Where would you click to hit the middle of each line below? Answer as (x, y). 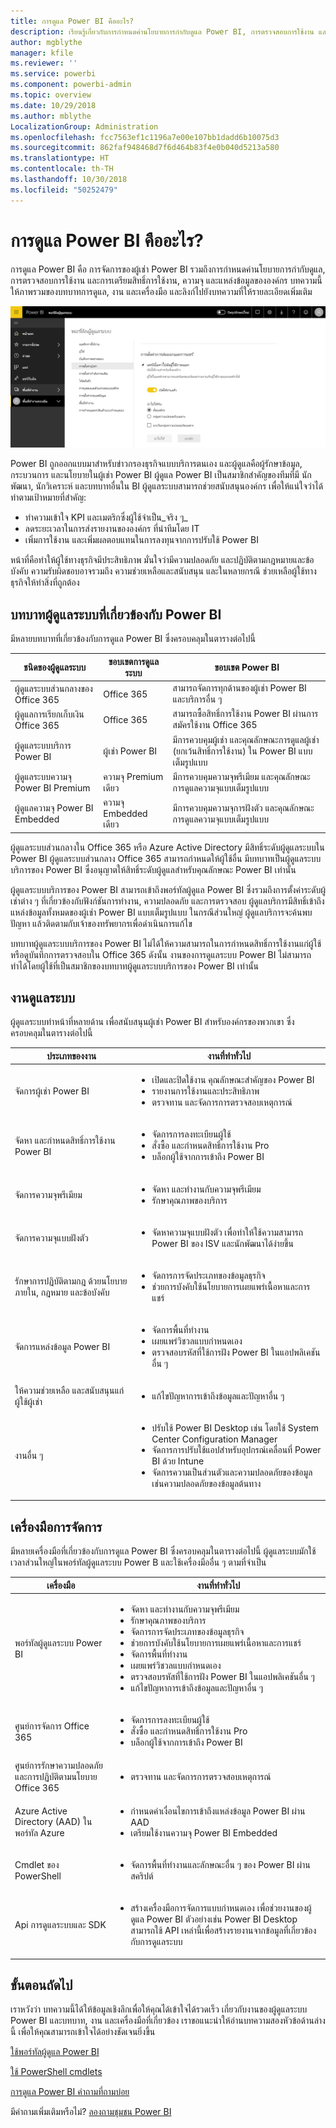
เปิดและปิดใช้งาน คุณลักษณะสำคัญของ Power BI (233, 1080)
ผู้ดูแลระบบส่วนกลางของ (53, 688)
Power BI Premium (52, 788)
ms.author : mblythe (51, 116)
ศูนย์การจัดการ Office (52, 1726)
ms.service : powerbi (53, 74)
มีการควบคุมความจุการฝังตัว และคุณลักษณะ (243, 807)
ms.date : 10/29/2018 (53, 105)
